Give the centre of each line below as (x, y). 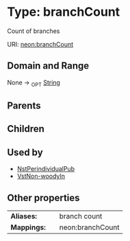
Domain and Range (48, 66)
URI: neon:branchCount (40, 44)
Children (26, 129)
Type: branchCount (64, 12)
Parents (24, 105)
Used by (25, 152)
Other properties (43, 197)
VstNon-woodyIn (41, 176)
